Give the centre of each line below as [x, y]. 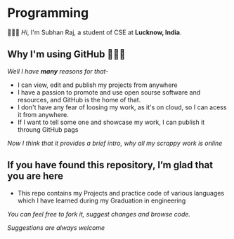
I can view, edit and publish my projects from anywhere [97, 85]
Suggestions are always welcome [56, 227]
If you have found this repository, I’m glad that [110, 165]
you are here [35, 176]
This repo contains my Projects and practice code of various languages [121, 193]
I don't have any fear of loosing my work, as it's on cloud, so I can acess [122, 107]
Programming [48, 13]
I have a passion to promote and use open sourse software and [109, 92]
